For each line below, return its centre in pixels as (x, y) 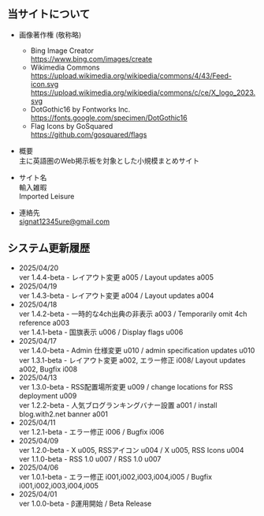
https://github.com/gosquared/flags (89, 134)
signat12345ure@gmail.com (64, 221)
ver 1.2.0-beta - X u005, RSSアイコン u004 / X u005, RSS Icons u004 (131, 450)
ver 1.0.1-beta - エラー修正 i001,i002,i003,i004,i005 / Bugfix (115, 476)
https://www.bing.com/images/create (91, 58)
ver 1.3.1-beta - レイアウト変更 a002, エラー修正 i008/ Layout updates (132, 360)
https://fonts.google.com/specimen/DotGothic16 (109, 118)
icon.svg (45, 84)
